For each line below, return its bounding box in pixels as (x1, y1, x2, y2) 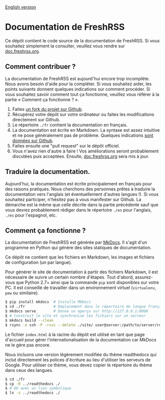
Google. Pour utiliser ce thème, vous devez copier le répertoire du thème (5, 362, 152, 368)
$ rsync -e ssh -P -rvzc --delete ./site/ (5, 323, 93, 327)
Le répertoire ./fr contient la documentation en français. (12, 122, 128, 128)
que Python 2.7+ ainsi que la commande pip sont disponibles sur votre (16, 280, 159, 286)
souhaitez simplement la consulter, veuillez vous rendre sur (5, 43, 125, 49)
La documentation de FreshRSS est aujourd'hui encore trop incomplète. (5, 75, 150, 81)
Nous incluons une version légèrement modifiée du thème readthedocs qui (5, 351, 157, 357)
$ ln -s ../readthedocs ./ (5, 391, 60, 396)
